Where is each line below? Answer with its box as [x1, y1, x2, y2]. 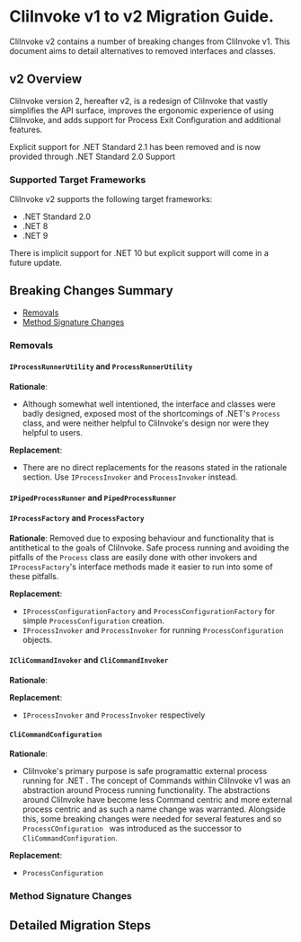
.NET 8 [22, 221, 49, 232]
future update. [9, 258, 63, 269]
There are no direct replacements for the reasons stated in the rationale [22, 462, 288, 472]
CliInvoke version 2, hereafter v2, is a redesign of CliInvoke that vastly [9, 95, 268, 106]
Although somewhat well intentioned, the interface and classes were [22, 398, 276, 409]
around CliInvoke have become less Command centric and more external [22, 795, 293, 806]
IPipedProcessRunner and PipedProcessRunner [9, 492, 177, 503]
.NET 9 [22, 231, 49, 242]
